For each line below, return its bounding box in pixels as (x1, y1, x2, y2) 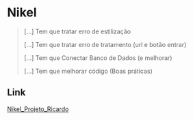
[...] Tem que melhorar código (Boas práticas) (23, 67, 153, 75)
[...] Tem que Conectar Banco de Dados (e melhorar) (23, 53, 172, 62)
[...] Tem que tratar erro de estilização (23, 27, 131, 35)
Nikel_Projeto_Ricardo (7, 104, 69, 113)
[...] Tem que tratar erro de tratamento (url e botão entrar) (23, 40, 187, 48)
